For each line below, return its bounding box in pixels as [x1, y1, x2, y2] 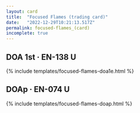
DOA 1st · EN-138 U [6, 52, 76, 62]
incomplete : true [6, 30, 48, 36]
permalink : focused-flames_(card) [6, 25, 90, 31]
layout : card [6, 8, 38, 15]
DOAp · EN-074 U [6, 84, 70, 94]
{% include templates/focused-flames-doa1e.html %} [6, 67, 134, 74]
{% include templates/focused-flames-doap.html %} [6, 100, 132, 107]
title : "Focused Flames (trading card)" [6, 14, 108, 20]
